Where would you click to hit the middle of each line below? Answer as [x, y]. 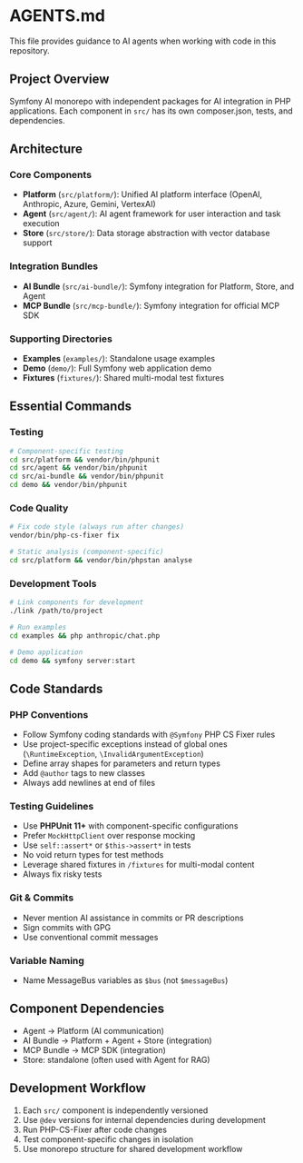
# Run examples [38, 627]
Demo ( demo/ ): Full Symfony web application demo [117, 368]
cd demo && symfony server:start [73, 661]
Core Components [51, 175]
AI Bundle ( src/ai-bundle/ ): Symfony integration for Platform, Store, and [158, 286]
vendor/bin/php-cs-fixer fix [64, 536]
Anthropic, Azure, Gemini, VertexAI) [89, 204]
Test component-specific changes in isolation [108, 1139]
